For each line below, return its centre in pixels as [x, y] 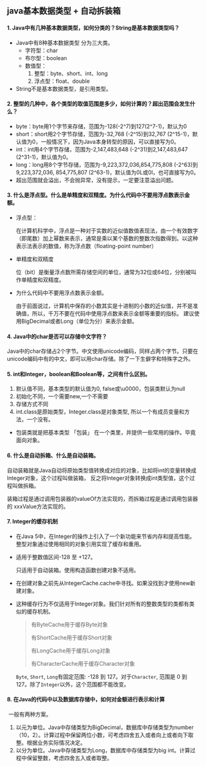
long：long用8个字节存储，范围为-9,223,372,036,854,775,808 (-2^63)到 [107, 164]
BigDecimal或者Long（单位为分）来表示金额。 [79, 321]
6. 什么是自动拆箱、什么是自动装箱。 [53, 455]
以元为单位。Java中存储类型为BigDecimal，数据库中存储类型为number [105, 727]
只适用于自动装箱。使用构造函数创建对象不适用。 [77, 570]
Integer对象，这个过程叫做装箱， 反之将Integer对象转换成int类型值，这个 [98, 478]
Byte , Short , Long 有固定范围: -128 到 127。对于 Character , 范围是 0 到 [101, 676]
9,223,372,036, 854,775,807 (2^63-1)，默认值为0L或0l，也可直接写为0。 [107, 172]
